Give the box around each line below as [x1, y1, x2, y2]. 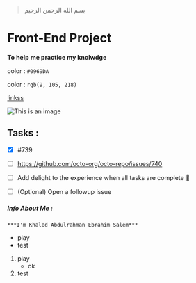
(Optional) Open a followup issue [17, 187, 112, 195]
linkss [7, 93, 24, 102]
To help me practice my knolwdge [7, 53, 107, 61]
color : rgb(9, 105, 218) [7, 80, 77, 88]
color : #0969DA [7, 66, 49, 75]
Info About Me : [7, 204, 54, 212]
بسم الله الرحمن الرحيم [24, 6, 85, 14]
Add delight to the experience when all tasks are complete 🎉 [17, 173, 190, 181]
